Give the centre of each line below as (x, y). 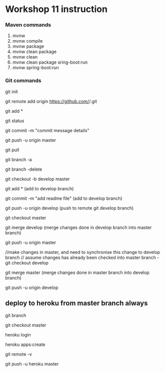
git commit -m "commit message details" (47, 130)
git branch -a (18, 159)
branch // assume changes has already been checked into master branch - (82, 257)
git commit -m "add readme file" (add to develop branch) (64, 198)
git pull (12, 150)
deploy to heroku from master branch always (77, 303)
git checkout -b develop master (37, 179)
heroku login (18, 334)
